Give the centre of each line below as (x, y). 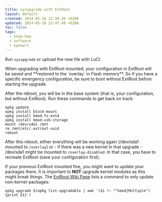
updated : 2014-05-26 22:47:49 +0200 (42, 23)
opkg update (17, 107)
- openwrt (19, 45)
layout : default (21, 14)
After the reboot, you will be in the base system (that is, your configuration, (80, 93)
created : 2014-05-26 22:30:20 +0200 (42, 18)
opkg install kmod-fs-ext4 (32, 116)
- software (20, 41)
